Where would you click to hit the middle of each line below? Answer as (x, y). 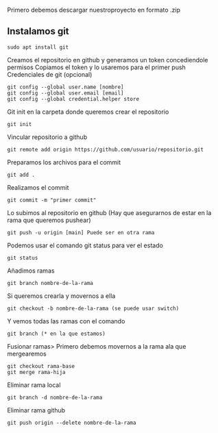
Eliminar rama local (34, 385)
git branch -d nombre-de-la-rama (55, 397)
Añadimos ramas (31, 271)
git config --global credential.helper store (73, 99)
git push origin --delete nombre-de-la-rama (72, 423)
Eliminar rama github (36, 410)
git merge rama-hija (37, 372)
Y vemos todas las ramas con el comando (66, 321)
